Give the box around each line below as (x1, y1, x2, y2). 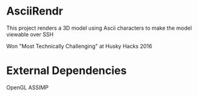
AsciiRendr (6, 4, 64, 18)
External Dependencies (6, 64, 127, 78)
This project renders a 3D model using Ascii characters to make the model (6, 24, 193, 32)
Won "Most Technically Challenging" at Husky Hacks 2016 (6, 42, 152, 50)
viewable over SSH (6, 30, 54, 38)
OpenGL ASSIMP (6, 84, 49, 91)
